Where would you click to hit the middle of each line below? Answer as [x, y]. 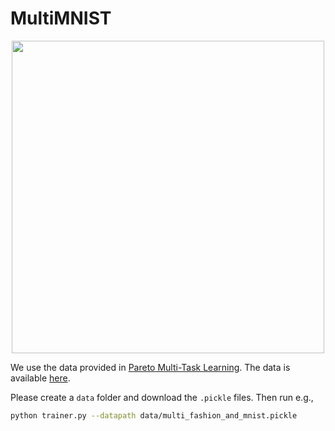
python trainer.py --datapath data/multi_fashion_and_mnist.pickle [154, 415]
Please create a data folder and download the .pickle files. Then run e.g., [162, 397]
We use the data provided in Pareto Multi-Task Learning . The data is [150, 367]
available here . [40, 378]
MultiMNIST [61, 18]
